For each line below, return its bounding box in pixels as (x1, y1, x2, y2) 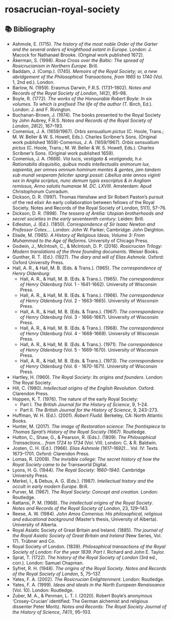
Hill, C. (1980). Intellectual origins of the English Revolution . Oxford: (12, 385, 155, 391)
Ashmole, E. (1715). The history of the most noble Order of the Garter (12, 41, 158, 47)
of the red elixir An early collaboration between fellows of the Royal (12, 199, 155, 205)
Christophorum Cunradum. (12, 189, 69, 194)
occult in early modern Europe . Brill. (12, 483, 89, 489)
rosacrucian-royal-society (5, 4, 120, 15)
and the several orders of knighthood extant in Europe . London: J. (12, 46, 152, 52)
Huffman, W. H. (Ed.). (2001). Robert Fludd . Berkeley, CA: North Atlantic (12, 412, 163, 418)
